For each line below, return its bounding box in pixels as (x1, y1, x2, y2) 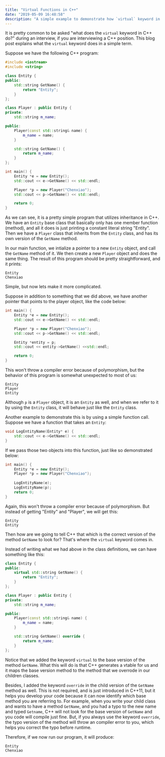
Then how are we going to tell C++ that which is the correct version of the (5, 531, 156, 537)
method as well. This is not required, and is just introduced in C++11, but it (5, 688, 156, 694)
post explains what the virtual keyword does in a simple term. (5, 41, 132, 47)
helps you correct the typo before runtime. (5, 724, 92, 730)
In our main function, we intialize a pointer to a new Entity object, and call (5, 245, 156, 251)
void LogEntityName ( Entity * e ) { (5, 429, 74, 434)
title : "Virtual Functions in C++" (5, 7, 79, 12)
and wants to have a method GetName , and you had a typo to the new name (5, 703, 157, 709)
